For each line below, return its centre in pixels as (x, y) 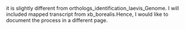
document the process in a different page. (57, 20)
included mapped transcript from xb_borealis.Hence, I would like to (87, 14)
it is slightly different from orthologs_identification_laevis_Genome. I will (92, 8)
